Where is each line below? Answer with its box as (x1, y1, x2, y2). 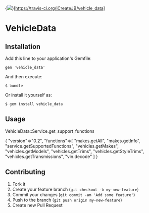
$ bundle (5, 83, 23, 88)
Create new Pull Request (12, 202, 63, 208)
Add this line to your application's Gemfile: (5, 55, 92, 61)
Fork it (12, 181, 26, 187)
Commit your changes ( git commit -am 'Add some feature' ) (12, 191, 135, 198)
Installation (5, 42, 41, 51)
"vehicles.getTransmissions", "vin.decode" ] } (5, 154, 98, 160)
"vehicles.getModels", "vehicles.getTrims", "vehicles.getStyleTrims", (5, 148, 145, 154)
